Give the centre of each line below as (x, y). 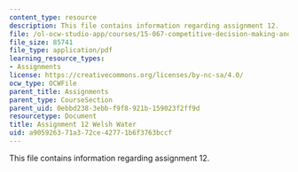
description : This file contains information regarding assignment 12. (144, 26)
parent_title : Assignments (59, 91)
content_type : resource (53, 17)
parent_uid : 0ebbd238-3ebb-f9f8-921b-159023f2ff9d (105, 108)
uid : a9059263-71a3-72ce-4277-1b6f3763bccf (91, 133)
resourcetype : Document (53, 116)
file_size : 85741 (41, 42)
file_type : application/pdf (61, 51)
